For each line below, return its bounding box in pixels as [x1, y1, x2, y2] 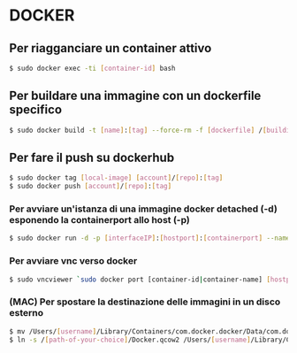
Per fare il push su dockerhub [9, 150, 175, 165]
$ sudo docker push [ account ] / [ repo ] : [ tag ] [9, 182, 172, 191]
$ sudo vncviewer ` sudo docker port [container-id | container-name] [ [9, 275, 271, 284]
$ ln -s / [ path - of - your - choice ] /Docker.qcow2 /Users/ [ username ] [9, 335, 251, 344]
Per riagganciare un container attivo [9, 41, 212, 56]
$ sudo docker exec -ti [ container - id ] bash [9, 64, 176, 73]
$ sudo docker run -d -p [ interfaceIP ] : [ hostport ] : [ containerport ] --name [9, 234, 291, 243]
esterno [9, 307, 44, 319]
